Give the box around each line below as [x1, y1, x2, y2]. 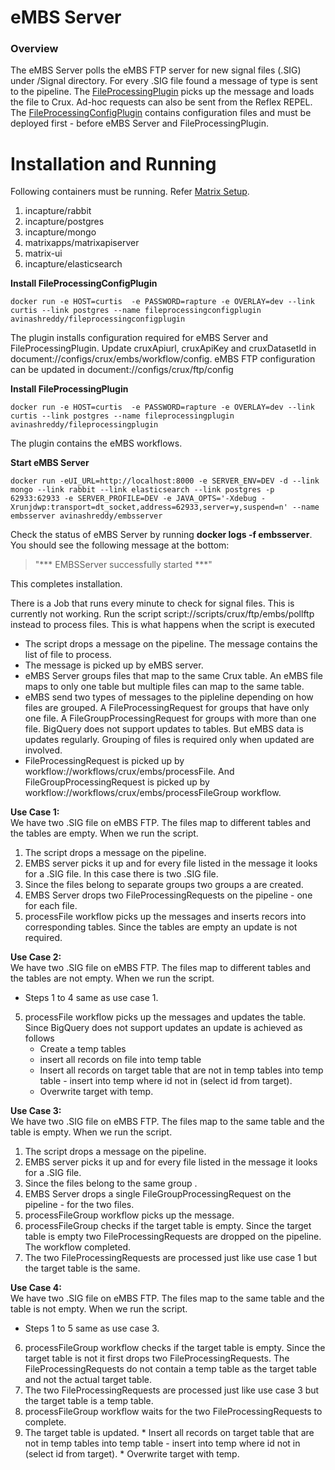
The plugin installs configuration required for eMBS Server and [10, 332, 269, 344]
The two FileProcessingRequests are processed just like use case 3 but [24, 1384, 320, 1396]
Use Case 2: [10, 951, 62, 963]
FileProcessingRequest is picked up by [24, 755, 185, 767]
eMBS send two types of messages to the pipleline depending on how [24, 691, 314, 703]
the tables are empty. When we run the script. [10, 827, 199, 840]
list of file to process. [24, 649, 112, 661]
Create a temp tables [39, 1043, 127, 1055]
